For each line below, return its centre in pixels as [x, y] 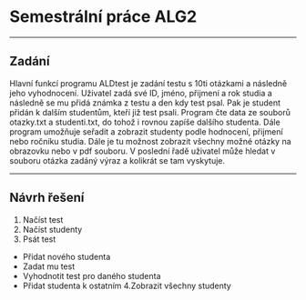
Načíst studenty [52, 229]
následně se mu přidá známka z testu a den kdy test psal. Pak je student [145, 103]
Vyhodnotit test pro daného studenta [92, 275]
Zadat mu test [49, 266]
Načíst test [43, 219]
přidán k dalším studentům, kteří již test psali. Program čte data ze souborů [150, 112]
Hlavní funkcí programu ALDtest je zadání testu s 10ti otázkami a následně [148, 83]
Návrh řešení [47, 198]
